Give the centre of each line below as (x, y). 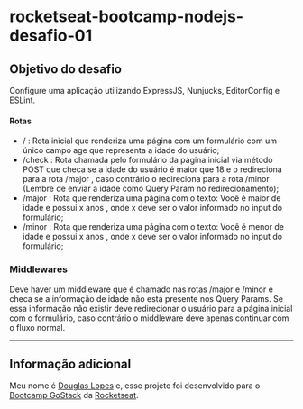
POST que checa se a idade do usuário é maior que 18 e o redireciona (152, 169)
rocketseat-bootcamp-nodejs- (127, 17)
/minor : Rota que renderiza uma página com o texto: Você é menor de (153, 227)
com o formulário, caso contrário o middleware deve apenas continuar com (149, 318)
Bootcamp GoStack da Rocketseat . (74, 395)
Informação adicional (70, 364)
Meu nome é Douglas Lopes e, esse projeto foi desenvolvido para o (135, 386)
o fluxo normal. (37, 327)
